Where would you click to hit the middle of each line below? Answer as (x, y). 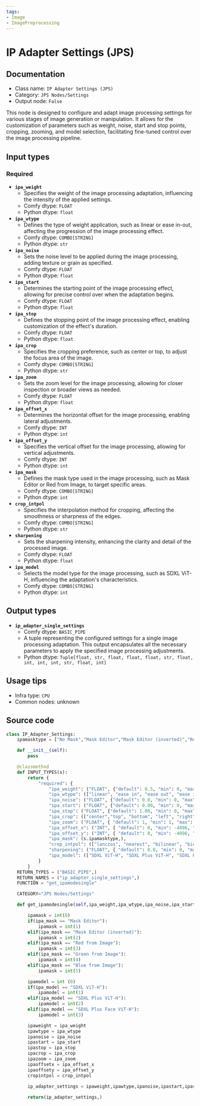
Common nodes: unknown (47, 702)
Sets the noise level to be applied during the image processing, (101, 256)
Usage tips (26, 681)
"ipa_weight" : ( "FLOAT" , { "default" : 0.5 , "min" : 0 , (115, 789)
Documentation (36, 74)
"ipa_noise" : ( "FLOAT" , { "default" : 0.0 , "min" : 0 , (114, 800)
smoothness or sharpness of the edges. (73, 516)
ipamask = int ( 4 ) (60, 960)
